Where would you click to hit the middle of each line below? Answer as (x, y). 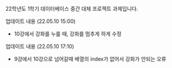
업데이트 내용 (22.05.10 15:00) (41, 21)
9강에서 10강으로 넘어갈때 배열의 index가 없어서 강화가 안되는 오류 (90, 59)
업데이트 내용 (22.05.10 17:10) (40, 46)
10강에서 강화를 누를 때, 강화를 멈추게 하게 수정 (68, 34)
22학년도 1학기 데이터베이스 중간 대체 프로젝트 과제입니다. (72, 9)
